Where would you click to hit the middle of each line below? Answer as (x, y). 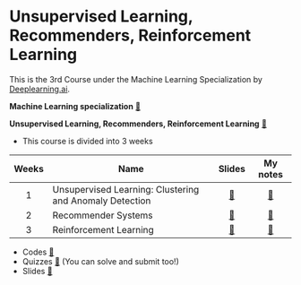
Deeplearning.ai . (39, 89)
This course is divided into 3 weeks (88, 141)
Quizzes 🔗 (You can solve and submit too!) (100, 261)
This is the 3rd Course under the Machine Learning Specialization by (136, 79)
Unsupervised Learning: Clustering (126, 189)
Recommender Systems (103, 215)
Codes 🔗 (38, 252)
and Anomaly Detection (102, 201)
